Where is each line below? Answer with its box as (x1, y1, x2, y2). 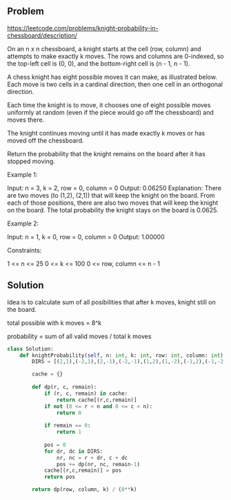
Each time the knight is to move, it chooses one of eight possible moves (7, 100, 211, 109)
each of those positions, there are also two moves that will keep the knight (7, 198, 219, 207)
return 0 (56, 409, 81, 416)
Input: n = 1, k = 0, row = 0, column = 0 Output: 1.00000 (7, 232, 165, 241)
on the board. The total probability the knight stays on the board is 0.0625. (7, 205, 219, 214)
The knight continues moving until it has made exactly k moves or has (7, 129, 205, 137)
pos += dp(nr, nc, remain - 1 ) (56, 461, 140, 467)
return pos (43, 474, 76, 481)
